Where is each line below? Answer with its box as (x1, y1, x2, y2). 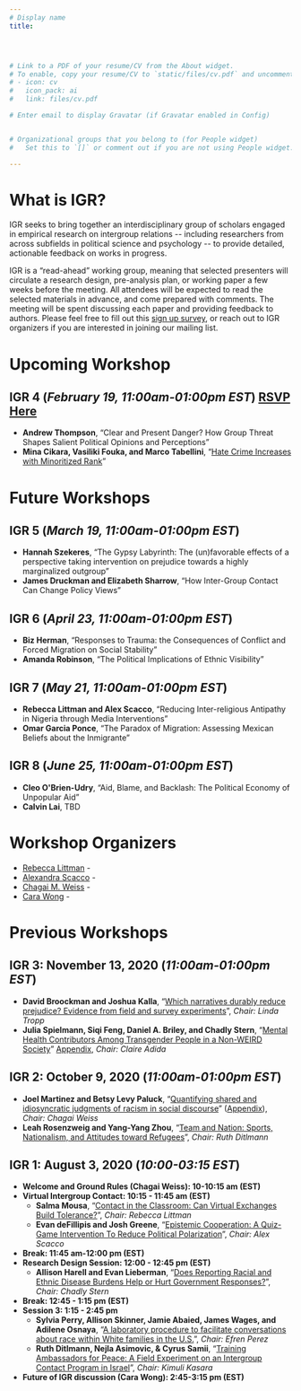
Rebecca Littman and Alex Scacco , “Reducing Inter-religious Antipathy (21, 704, 287, 714)
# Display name (9, 13, 66, 22)
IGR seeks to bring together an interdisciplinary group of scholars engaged (9, 219, 285, 230)
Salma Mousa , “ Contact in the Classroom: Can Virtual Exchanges (35, 1200, 278, 1212)
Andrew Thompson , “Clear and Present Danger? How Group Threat (21, 427, 274, 438)
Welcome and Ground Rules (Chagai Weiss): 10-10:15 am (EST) (21, 1181, 262, 1192)
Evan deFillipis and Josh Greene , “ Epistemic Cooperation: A (35, 1220, 260, 1230)
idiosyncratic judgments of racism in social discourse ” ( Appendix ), (21, 1103, 268, 1114)
